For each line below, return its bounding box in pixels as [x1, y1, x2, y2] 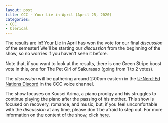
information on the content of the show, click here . [5, 112, 110, 118]
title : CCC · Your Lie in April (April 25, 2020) [5, 12, 112, 17]
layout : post [5, 7, 33, 13]
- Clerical [5, 26, 28, 31]
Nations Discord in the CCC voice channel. [5, 81, 95, 87]
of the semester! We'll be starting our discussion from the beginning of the [5, 45, 161, 51]
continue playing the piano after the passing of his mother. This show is [5, 96, 154, 102]
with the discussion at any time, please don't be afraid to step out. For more [5, 107, 163, 113]
